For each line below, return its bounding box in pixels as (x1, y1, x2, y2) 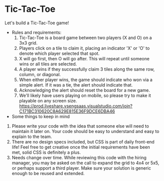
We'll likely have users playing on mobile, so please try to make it (19, 92, 151, 98)
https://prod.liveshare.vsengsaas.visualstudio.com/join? (19, 103, 132, 109)
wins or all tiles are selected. (19, 61, 77, 67)
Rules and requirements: (11, 29, 62, 35)
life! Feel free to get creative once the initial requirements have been (11, 144, 151, 150)
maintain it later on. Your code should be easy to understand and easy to (11, 128, 160, 134)
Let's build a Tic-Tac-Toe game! (4, 20, 69, 26)
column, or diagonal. (19, 71, 61, 77)
